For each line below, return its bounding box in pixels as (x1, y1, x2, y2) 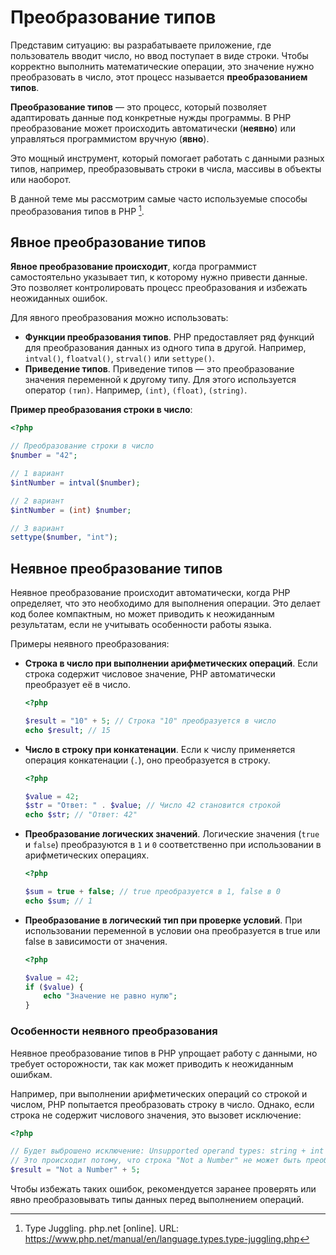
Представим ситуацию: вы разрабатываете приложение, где (10, 39, 272, 51)
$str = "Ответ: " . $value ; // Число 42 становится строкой (24, 801, 281, 811)
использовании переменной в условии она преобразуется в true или (24, 924, 321, 936)
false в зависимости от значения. (24, 935, 168, 947)
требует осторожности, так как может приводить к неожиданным (10, 1057, 294, 1070)
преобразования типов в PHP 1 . (10, 203, 145, 217)
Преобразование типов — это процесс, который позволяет (10, 101, 267, 113)
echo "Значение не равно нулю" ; (43, 991, 178, 1001)
